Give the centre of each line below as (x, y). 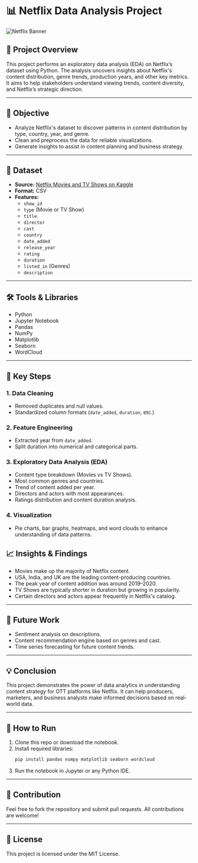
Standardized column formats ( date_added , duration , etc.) (84, 412)
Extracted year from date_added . (54, 441)
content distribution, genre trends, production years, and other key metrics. (98, 76)
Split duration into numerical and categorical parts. (76, 447)
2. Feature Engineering (39, 427)
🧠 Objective (28, 113)
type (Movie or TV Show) (54, 210)
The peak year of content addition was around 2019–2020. (86, 583)
